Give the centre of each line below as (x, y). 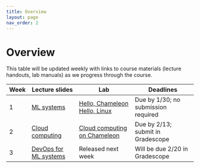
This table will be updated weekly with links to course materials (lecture (94, 69)
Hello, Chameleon (104, 104)
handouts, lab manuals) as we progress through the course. (79, 75)
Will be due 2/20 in (162, 149)
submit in (148, 132)
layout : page (22, 17)
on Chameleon (99, 136)
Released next (99, 149)
